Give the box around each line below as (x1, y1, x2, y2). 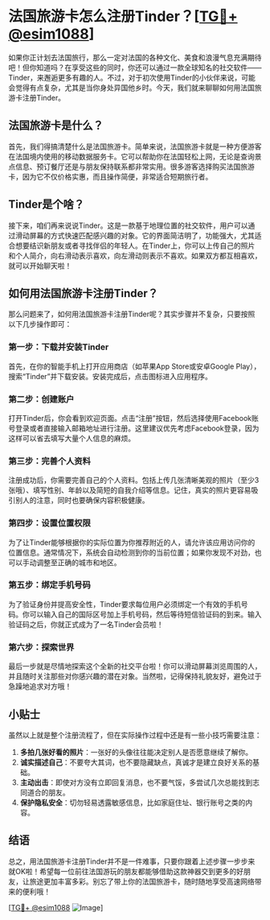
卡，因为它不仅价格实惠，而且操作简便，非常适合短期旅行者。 (8, 171, 213, 181)
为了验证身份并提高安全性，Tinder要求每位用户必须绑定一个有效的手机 (8, 599, 241, 609)
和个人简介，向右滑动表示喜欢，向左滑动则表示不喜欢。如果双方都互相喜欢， (8, 250, 262, 260)
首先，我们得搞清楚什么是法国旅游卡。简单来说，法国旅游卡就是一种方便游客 (8, 142, 262, 151)
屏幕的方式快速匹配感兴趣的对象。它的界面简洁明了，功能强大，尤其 (29, 230, 255, 240)
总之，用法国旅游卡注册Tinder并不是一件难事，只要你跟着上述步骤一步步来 (8, 856, 256, 866)
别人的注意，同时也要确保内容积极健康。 (14, 496, 149, 505)
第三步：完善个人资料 (8, 456, 91, 467)
